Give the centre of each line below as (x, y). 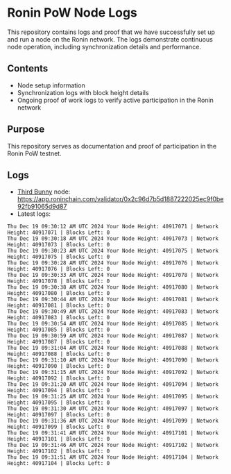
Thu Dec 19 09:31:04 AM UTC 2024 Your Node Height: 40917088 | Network (113, 348)
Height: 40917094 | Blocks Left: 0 (59, 391)
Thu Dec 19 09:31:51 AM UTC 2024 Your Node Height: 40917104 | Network (113, 457)
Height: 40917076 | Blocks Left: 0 (59, 269)
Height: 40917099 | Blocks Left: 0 (59, 427)
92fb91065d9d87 (42, 207)
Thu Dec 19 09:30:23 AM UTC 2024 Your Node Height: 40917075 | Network (113, 251)
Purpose (26, 129)
